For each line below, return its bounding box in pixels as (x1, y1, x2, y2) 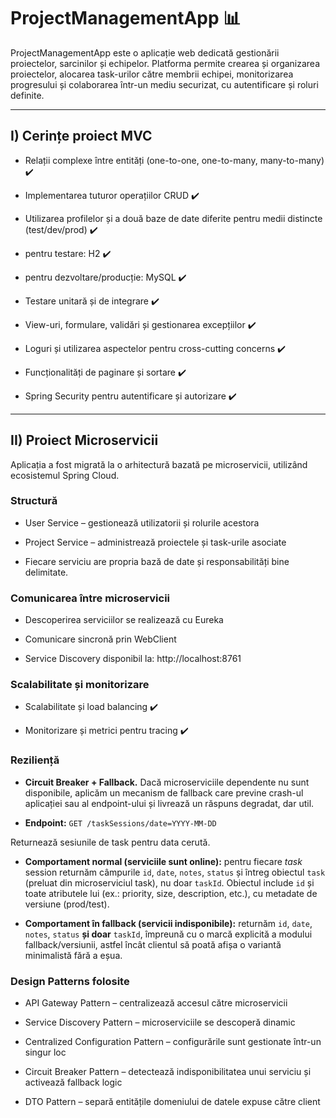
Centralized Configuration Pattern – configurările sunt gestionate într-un (24, 1036, 322, 1048)
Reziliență (10, 753, 60, 767)
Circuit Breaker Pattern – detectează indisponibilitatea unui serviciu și (24, 1066, 312, 1078)
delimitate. (24, 566, 69, 578)
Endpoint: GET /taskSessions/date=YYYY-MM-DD (24, 816, 217, 829)
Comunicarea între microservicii (10, 591, 171, 605)
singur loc (24, 1046, 67, 1059)
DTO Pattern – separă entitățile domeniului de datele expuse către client (24, 1096, 321, 1108)
